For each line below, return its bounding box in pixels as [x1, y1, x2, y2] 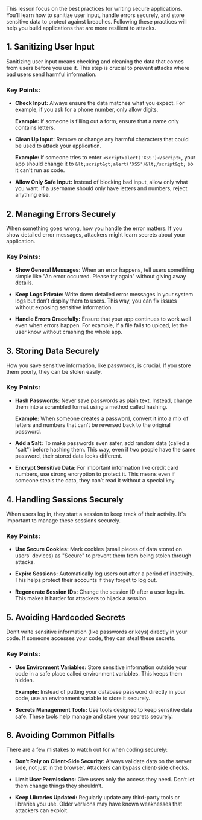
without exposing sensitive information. [14, 304, 113, 311]
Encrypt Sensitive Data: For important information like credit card [14, 464, 179, 472]
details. [14, 279, 34, 286]
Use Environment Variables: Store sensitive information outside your [14, 664, 187, 671]
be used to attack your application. [14, 142, 102, 150]
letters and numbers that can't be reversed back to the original [14, 421, 171, 429]
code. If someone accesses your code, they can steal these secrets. [6, 635, 176, 642]
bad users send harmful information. [6, 71, 97, 78]
